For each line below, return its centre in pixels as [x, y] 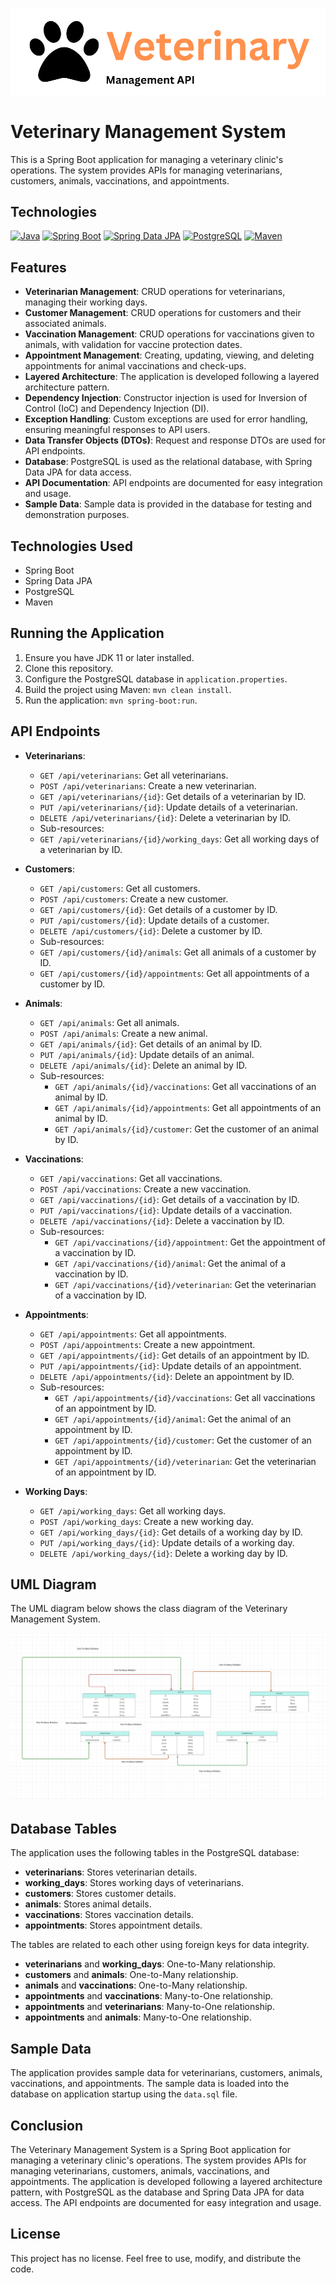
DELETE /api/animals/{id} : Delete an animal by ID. [143, 1065]
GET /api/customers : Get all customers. [120, 888]
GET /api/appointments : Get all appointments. [133, 1334]
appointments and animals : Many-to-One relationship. [138, 2017]
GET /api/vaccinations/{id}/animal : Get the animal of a [170, 1263]
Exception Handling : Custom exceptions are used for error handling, [166, 419]
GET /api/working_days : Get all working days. [133, 1510]
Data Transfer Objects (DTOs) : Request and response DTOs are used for [175, 440]
